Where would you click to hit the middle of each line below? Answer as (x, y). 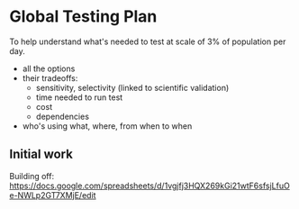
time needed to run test (79, 97)
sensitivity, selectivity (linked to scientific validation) (132, 87)
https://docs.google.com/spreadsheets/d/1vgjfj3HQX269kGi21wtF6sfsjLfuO (149, 186)
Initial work (41, 154)
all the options (49, 68)
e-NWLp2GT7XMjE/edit (53, 195)
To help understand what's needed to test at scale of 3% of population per (148, 41)
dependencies (63, 116)
